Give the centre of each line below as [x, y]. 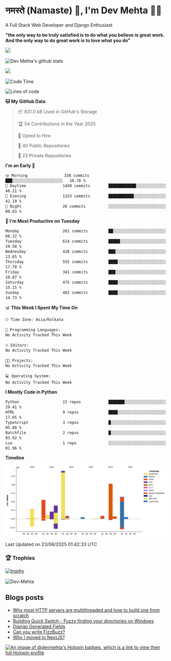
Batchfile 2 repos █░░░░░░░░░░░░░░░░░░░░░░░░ [86, 433]
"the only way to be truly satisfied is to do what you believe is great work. [85, 35]
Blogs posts [25, 598]
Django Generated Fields [39, 626]
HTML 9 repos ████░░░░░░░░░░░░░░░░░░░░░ [86, 412]
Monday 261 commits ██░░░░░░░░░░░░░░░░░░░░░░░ [86, 231]
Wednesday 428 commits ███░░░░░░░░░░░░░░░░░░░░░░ [86, 251]
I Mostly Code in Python [31, 392]
